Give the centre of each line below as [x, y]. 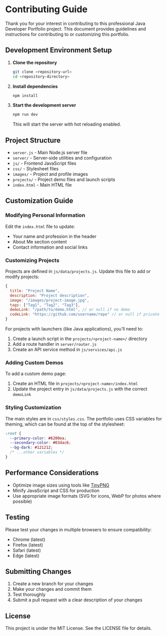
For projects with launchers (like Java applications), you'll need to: [74, 329]
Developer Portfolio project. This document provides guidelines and [76, 28]
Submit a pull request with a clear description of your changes [77, 600]
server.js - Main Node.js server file [50, 153]
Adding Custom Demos [34, 362]
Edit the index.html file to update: [40, 226]
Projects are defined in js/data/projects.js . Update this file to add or [78, 271]
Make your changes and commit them [52, 589]
